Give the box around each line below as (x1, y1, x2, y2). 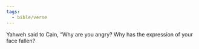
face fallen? (6, 37, 36, 44)
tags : (6, 8, 20, 15)
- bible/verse (11, 14, 47, 20)
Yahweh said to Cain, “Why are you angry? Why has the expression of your (6, 30, 194, 38)
